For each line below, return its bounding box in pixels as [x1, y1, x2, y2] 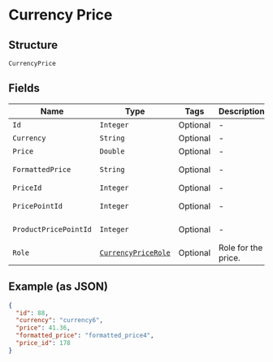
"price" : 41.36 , [15, 324, 71, 332]
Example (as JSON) [8, 280, 108, 294]
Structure [8, 38, 58, 52]
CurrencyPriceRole [99, 248, 171, 257]
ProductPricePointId [12, 225, 92, 234]
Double [99, 146, 125, 156]
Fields [8, 81, 41, 95]
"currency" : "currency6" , [15, 317, 104, 325]
